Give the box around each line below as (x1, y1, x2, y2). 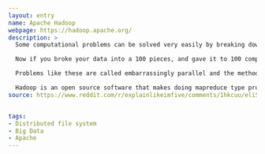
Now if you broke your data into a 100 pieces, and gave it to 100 (15, 55, 242, 63)
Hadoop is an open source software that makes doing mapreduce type (15, 84, 245, 92)
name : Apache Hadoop (8, 19, 77, 27)
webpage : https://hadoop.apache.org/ (8, 26, 132, 34)
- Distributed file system (8, 119, 97, 127)
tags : (8, 112, 26, 120)
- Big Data (8, 127, 44, 135)
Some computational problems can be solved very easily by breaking (15, 41, 245, 49)
